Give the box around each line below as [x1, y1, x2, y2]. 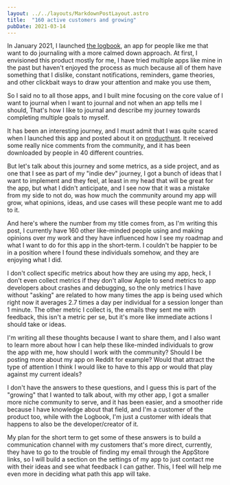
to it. [7, 206, 20, 214]
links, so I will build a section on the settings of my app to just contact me [7, 455, 214, 464]
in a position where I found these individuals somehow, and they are [7, 248, 199, 257]
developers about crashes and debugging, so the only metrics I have [7, 283, 201, 292]
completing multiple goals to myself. [7, 114, 110, 122]
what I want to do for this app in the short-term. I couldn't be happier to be [7, 241, 218, 250]
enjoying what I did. [7, 256, 63, 264]
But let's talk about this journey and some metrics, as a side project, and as [7, 162, 220, 171]
